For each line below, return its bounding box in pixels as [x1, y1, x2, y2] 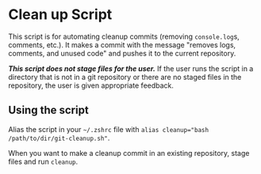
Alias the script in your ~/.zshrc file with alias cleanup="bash [8, 124, 209, 134]
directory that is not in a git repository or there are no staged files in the [8, 72, 242, 81]
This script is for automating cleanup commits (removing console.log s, [8, 32, 240, 41]
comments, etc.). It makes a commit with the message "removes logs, [8, 40, 236, 49]
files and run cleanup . [8, 157, 79, 166]
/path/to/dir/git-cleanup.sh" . [8, 133, 110, 142]
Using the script [8, 104, 89, 117]
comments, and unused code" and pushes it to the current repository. [8, 48, 236, 58]
